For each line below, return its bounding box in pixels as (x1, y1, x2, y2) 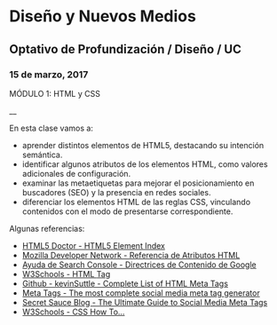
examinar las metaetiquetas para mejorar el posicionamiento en (21, 178, 255, 188)
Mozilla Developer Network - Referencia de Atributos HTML (21, 250, 241, 260)
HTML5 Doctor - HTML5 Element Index (21, 240, 166, 250)
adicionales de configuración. (21, 168, 131, 178)
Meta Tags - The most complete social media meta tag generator (21, 287, 260, 298)
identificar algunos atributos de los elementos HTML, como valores (21, 158, 268, 170)
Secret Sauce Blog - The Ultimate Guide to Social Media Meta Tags (21, 297, 268, 307)
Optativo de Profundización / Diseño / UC (9, 42, 241, 57)
